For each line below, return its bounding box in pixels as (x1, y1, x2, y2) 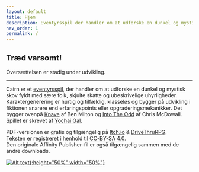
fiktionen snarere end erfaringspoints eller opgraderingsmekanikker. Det (6, 104, 182, 112)
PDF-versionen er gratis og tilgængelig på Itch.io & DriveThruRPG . (6, 128, 167, 135)
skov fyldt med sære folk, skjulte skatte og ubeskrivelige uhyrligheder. (6, 91, 178, 98)
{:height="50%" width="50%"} (29, 158, 105, 166)
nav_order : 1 (6, 25, 38, 31)
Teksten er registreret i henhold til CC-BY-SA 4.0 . (6, 135, 126, 142)
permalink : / (6, 31, 38, 37)
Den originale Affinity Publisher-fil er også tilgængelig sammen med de (6, 141, 179, 148)
